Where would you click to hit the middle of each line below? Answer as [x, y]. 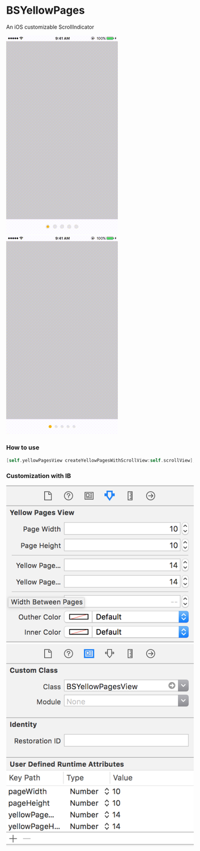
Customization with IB [39, 476]
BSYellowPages [46, 10]
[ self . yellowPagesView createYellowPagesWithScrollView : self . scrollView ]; [101, 461]
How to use [23, 447]
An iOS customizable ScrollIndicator [50, 27]
